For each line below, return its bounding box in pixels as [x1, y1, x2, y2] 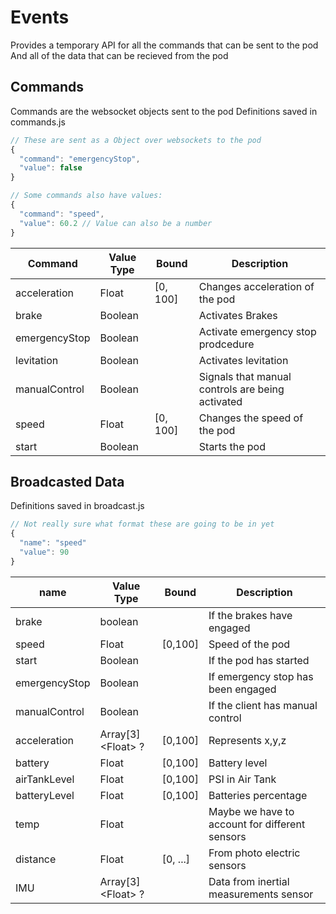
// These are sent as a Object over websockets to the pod [10, 135, 262, 145]
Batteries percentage [208, 788, 308, 802]
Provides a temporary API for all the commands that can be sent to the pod [10, 39, 319, 51]
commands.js [10, 116, 66, 128]
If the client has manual [208, 698, 318, 712]
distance [15, 852, 57, 866]
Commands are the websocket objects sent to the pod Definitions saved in [10, 105, 318, 117]
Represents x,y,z [208, 733, 287, 747]
